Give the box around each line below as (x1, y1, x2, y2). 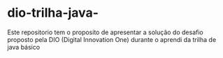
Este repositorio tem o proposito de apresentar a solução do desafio (7, 28, 204, 36)
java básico (7, 43, 41, 51)
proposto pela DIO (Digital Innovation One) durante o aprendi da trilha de (7, 35, 217, 43)
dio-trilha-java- (7, 5, 99, 21)
